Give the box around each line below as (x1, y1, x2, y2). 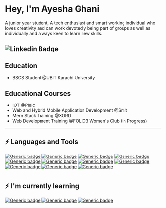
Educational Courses (5, 89, 71, 98)
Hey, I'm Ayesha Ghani (5, 3, 100, 15)
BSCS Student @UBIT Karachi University (12, 75, 95, 81)
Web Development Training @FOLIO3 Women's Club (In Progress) (12, 118, 147, 124)
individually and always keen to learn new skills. (5, 30, 103, 36)
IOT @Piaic (12, 102, 35, 108)
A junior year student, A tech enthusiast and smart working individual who (5, 20, 156, 26)
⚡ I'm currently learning (5, 182, 80, 190)
